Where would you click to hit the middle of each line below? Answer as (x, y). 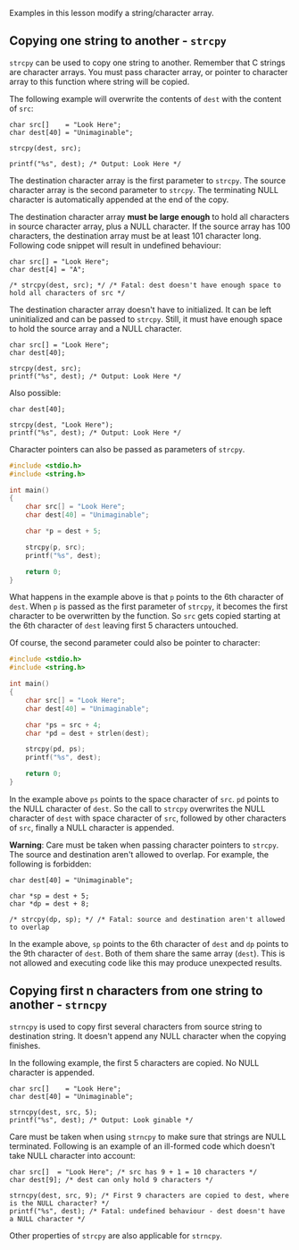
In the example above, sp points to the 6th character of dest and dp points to (149, 943)
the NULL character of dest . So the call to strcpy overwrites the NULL (137, 808)
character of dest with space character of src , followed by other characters (148, 818)
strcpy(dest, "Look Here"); (62, 425)
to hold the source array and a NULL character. (96, 328)
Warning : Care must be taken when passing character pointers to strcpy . (144, 845)
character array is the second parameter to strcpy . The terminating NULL (144, 190)
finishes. (25, 1045)
